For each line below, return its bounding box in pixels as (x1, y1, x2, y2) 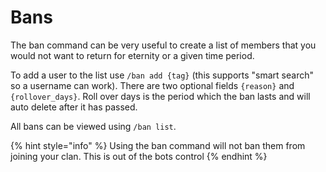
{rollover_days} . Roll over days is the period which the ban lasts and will (10, 90, 311, 102)
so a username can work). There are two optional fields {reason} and (10, 79, 295, 91)
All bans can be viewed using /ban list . (10, 120, 177, 132)
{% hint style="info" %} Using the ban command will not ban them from (10, 139, 306, 151)
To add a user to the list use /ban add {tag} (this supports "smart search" (10, 69, 314, 81)
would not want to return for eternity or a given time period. (10, 49, 255, 61)
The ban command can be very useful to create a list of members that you (10, 39, 317, 51)
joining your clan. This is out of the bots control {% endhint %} (10, 150, 268, 162)
